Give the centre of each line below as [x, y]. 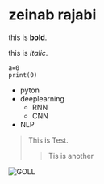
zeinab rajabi [52, 15]
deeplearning [42, 98]
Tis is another [71, 156]
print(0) [23, 75]
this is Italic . [28, 53]
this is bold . [28, 37]
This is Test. [48, 140]
